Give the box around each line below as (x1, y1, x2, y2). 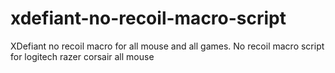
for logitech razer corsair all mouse (10, 50, 155, 62)
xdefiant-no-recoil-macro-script (10, 7, 287, 30)
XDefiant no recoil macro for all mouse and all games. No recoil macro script (10, 40, 325, 52)
